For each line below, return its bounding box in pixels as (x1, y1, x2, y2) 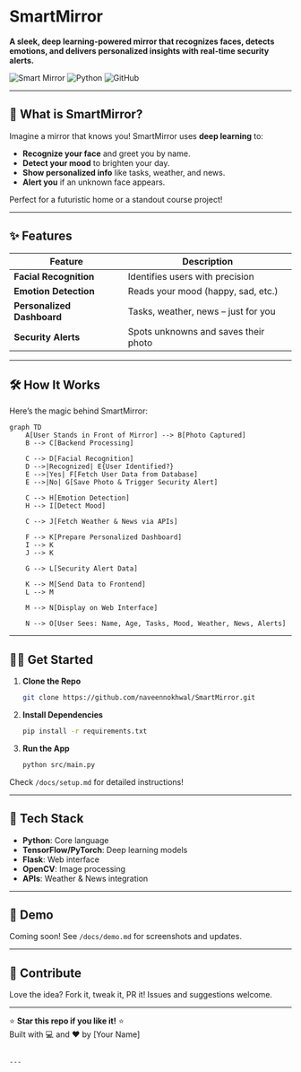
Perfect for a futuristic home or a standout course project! (9, 194, 223, 205)
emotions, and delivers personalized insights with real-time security (9, 45, 270, 56)
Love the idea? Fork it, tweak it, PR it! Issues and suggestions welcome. (9, 989, 273, 1000)
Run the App (21, 743, 70, 754)
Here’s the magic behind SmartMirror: (9, 405, 148, 416)
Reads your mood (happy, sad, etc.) (127, 284, 279, 297)
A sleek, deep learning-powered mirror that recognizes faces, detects (9, 36, 275, 47)
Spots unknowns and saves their (127, 325, 265, 337)
